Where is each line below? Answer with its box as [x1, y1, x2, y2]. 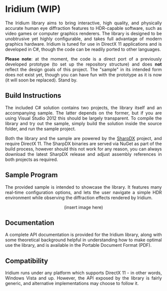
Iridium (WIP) [5, 3, 61, 15]
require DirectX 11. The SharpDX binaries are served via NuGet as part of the [5, 141, 162, 146]
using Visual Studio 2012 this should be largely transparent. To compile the [5, 115, 162, 121]
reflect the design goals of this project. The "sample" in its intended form [5, 66, 162, 73]
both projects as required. [5, 156, 58, 162]
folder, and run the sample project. [5, 126, 76, 132]
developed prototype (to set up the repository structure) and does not [5, 61, 162, 67]
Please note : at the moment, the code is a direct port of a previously [5, 56, 162, 62]
